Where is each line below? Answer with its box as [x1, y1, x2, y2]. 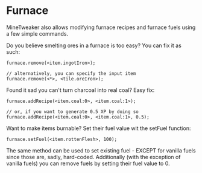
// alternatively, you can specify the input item [6, 70, 136, 76]
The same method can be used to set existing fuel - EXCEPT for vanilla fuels [6, 146, 196, 154]
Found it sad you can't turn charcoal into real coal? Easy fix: [6, 86, 155, 94]
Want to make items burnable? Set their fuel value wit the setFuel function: [6, 125, 191, 132]
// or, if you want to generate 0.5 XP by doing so [6, 108, 139, 115]
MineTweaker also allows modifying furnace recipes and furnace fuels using [6, 24, 196, 31]
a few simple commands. [6, 30, 69, 37]
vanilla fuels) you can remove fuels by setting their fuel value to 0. [6, 160, 170, 167]
